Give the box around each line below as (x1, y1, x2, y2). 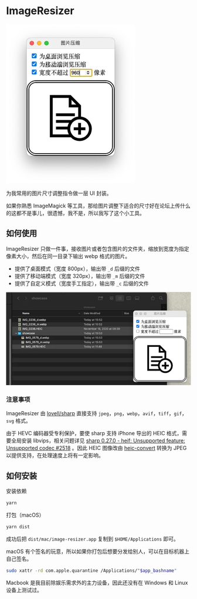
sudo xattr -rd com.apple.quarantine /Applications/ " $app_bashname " (6, 567, 177, 574)
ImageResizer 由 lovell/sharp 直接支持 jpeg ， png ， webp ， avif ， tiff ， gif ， (6, 410, 188, 417)
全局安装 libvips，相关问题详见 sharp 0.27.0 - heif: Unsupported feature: (11, 437, 186, 444)
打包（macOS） (6, 511, 45, 518)
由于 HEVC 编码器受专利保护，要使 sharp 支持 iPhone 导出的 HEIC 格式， (6, 430, 182, 437)
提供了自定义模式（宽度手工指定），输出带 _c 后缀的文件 (14, 280, 149, 287)
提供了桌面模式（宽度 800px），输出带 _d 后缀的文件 (14, 265, 141, 272)
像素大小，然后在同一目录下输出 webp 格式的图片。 (6, 252, 131, 260)
